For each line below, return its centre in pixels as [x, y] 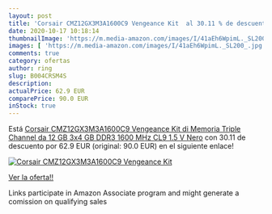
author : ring [30, 69]
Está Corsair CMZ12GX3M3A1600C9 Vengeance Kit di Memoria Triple [125, 129]
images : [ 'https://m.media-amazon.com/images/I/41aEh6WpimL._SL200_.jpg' [137, 46]
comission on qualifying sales [58, 202]
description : [30, 83]
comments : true [34, 53]
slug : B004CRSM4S [38, 76]
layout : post [30, 16]
